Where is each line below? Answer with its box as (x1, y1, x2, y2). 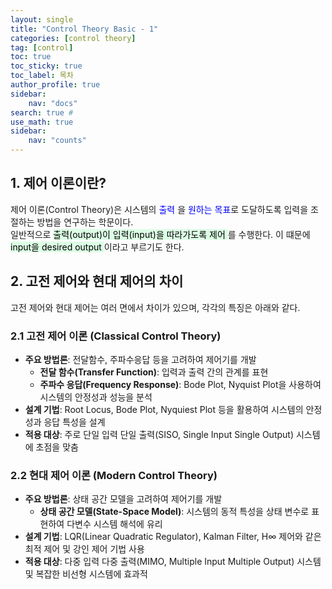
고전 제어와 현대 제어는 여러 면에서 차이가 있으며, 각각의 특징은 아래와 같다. (10, 301, 301, 313)
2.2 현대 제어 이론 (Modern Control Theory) (10, 468, 218, 482)
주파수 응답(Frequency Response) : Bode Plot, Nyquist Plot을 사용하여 (39, 378, 322, 390)
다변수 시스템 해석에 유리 (66, 518, 163, 530)
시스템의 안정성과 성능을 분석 (39, 391, 153, 403)
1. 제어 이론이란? (10, 175, 107, 192)
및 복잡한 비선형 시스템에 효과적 (24, 568, 148, 580)
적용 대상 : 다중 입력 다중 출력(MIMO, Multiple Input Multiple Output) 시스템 (24, 556, 322, 568)
